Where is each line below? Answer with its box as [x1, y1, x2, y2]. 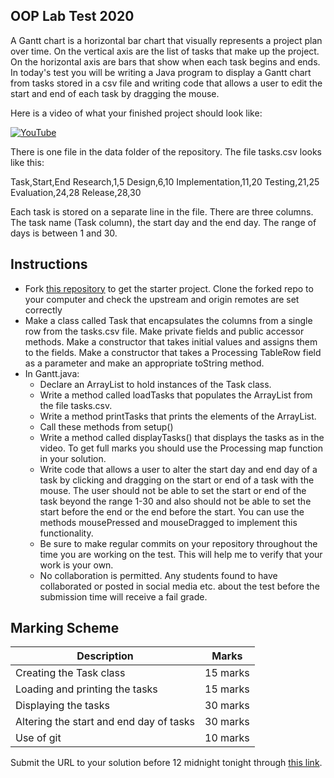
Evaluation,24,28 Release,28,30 [10, 186, 142, 198]
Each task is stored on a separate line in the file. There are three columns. [10, 205, 314, 218]
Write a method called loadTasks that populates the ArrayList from [39, 389, 313, 401]
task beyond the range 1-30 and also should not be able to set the [39, 495, 312, 507]
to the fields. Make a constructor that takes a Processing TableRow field [24, 346, 322, 358]
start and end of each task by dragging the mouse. [10, 87, 220, 99]
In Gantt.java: [24, 367, 80, 379]
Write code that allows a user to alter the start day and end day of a [39, 463, 318, 475]
